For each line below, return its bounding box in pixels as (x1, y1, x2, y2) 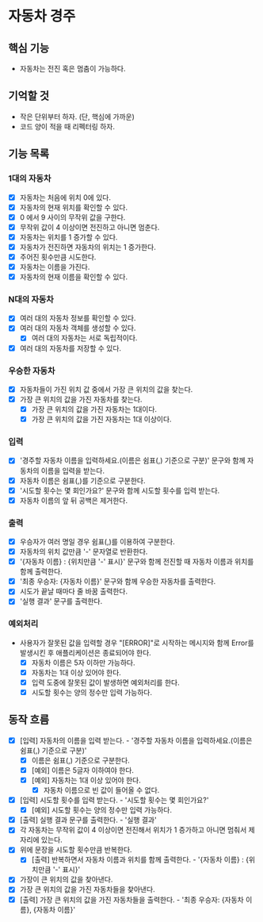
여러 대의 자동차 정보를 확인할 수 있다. (19, 313, 136, 323)
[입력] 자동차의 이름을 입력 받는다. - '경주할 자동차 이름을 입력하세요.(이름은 (19, 736, 253, 745)
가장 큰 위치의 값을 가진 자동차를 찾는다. (19, 394, 143, 404)
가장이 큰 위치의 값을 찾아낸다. (19, 874, 113, 885)
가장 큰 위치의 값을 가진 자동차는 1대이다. (31, 405, 157, 414)
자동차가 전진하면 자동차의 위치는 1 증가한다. (19, 242, 156, 252)
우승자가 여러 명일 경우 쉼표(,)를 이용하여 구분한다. (19, 537, 176, 546)
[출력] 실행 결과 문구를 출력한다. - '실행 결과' (19, 815, 157, 825)
